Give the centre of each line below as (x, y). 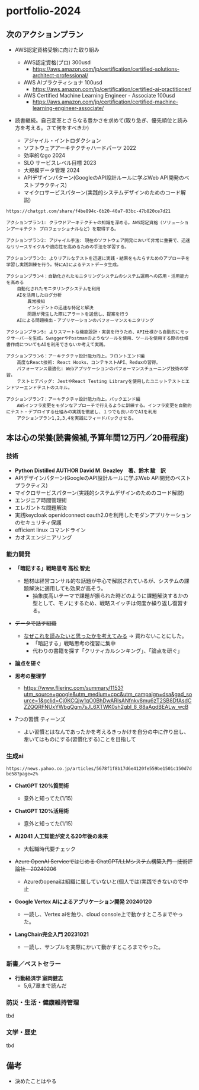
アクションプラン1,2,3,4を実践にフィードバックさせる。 (77, 418)
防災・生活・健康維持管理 (43, 1002)
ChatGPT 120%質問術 (42, 786)
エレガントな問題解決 (41, 507)
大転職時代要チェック (49, 849)
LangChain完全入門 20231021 (52, 934)
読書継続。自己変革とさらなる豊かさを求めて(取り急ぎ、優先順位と (96, 120)
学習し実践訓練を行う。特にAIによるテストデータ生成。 (64, 265)
